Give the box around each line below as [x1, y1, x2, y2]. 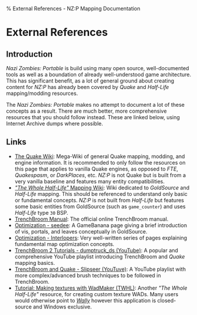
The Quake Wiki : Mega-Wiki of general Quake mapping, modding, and [14, 153, 185, 160]
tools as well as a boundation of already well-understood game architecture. [6, 71, 192, 78]
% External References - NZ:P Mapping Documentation [6, 5, 140, 12]
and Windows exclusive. [32, 303, 93, 310]
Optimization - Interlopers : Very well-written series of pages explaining [14, 234, 188, 241]
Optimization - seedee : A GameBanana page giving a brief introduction [14, 221, 188, 229]
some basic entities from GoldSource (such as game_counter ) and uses [14, 203, 186, 210]
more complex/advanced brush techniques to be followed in [14, 271, 161, 279]
